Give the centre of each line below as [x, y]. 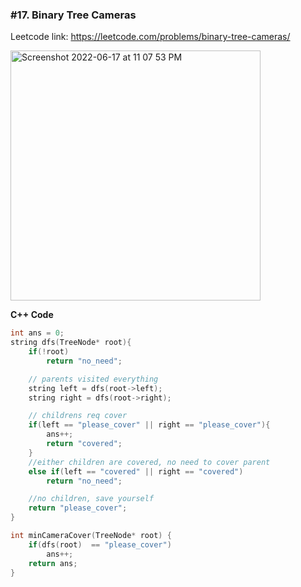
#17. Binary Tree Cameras [73, 15]
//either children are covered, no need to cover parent [149, 462]
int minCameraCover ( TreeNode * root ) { [91, 536]
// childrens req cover [78, 416]
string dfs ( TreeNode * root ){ [71, 343]
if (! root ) [49, 352]
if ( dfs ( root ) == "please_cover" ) [100, 544]
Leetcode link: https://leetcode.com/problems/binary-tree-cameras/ [150, 37]
